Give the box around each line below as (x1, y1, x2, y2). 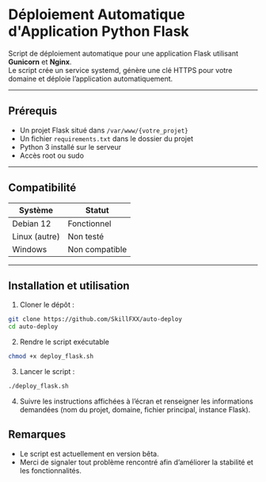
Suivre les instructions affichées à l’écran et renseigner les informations (19, 396, 253, 406)
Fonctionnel (67, 218, 112, 229)
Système (18, 205, 54, 216)
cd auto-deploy (8, 323, 59, 331)
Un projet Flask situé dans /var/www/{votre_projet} (19, 125, 188, 135)
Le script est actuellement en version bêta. (19, 449, 160, 458)
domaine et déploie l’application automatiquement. (8, 74, 173, 83)
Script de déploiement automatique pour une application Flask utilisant (8, 48, 239, 58)
